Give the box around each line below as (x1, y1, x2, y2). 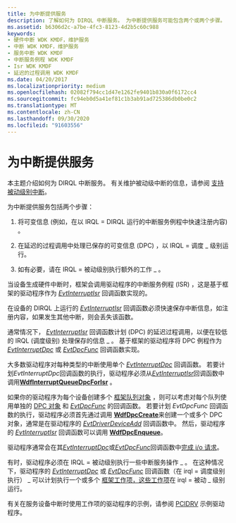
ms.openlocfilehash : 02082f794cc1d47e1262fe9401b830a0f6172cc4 (7, 89, 197, 96)
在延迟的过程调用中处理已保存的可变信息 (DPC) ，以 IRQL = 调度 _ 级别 (17, 241, 223, 250)
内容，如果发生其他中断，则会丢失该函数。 (13, 313, 137, 321)
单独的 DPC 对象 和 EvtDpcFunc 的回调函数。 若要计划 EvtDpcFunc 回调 (13, 402, 223, 410)
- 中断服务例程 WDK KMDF (7, 56, 74, 63)
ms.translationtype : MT (7, 102, 77, 109)
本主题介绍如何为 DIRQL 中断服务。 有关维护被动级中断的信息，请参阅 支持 (7, 179, 224, 187)
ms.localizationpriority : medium (7, 82, 106, 90)
